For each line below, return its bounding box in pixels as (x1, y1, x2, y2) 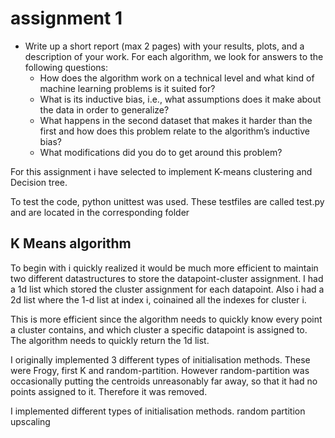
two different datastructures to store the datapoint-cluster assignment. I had (10, 272, 324, 284)
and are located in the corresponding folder (10, 206, 190, 218)
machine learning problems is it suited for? (39, 82, 216, 94)
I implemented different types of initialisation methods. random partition (10, 405, 306, 417)
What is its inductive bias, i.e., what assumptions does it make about (39, 93, 322, 105)
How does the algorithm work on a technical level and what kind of (39, 72, 315, 84)
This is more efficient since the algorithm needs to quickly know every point (10, 313, 323, 325)
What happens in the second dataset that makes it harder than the (39, 114, 313, 126)
